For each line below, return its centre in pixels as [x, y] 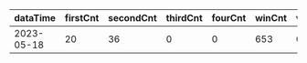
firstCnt [82, 18]
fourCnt [229, 18]
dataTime [35, 18]
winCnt [271, 18]
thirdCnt [184, 18]
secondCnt [132, 18]
